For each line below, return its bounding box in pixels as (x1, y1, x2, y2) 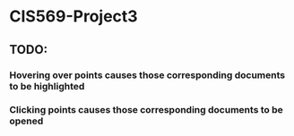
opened (9, 115, 44, 127)
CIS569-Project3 (9, 6, 138, 27)
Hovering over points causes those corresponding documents (9, 69, 285, 81)
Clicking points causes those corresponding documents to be (9, 104, 284, 116)
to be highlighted (9, 80, 85, 92)
